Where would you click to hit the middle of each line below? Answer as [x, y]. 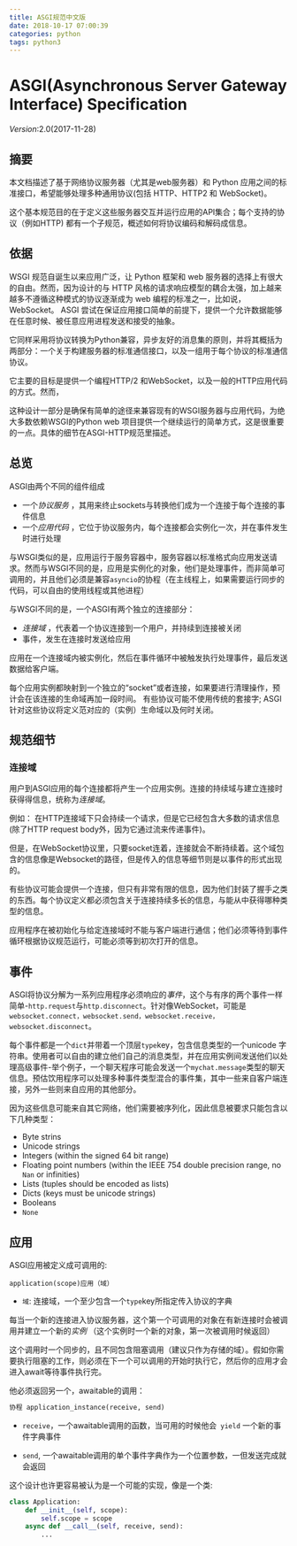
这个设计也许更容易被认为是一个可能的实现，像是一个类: [111, 1485]
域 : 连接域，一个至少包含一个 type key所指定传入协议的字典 [127, 1301]
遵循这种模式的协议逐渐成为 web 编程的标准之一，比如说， [139, 298]
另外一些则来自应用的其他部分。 [83, 1089]
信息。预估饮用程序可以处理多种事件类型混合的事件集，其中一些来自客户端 [145, 1078]
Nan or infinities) [51, 1174]
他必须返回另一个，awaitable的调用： [77, 1390]
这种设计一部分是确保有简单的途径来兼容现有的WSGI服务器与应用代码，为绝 [147, 410]
